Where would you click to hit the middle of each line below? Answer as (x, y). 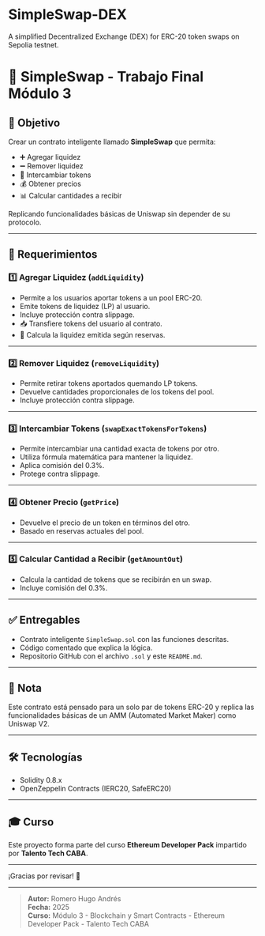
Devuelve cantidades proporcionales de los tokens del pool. (117, 391)
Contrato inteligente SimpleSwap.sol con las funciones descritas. (124, 639)
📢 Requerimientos (53, 255)
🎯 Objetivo (34, 123)
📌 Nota (25, 688)
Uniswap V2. (29, 724)
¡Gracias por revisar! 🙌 (45, 876)
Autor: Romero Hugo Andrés (74, 899)
